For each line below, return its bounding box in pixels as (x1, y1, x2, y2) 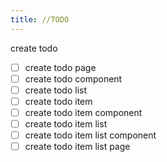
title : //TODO (10, 14, 70, 25)
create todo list (24, 84, 88, 96)
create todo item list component (24, 129, 157, 141)
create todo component (24, 72, 123, 85)
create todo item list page (24, 141, 131, 153)
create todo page (24, 61, 97, 73)
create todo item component (24, 106, 143, 118)
